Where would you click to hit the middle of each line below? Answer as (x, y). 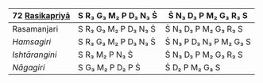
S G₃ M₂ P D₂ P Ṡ (109, 68)
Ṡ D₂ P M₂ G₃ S (193, 68)
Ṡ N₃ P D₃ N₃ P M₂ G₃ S (208, 41)
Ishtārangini (35, 55)
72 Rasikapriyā (41, 15)
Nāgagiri (29, 68)
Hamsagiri (32, 41)
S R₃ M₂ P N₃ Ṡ (106, 55)
